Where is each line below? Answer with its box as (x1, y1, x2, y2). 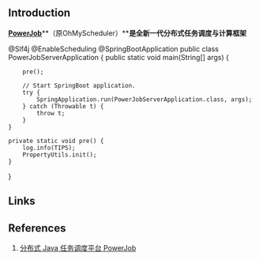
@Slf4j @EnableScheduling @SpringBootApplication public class (8, 43, 220, 54)
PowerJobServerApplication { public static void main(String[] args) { (8, 52, 229, 62)
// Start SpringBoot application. (22, 81, 136, 89)
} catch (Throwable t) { (22, 102, 104, 110)
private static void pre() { (8, 137, 104, 145)
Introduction (8, 6, 71, 20)
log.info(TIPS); (22, 144, 77, 152)
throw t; (36, 109, 66, 117)
